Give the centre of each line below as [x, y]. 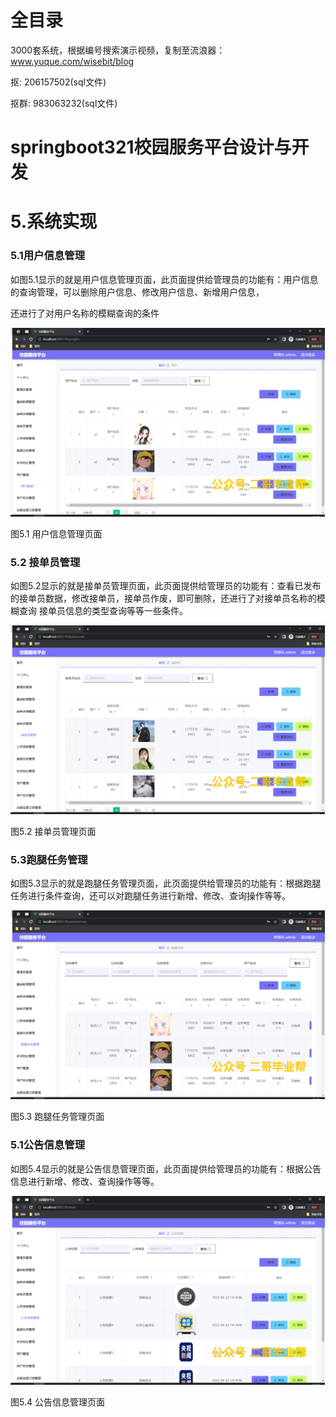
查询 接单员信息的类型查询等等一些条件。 [103, 610]
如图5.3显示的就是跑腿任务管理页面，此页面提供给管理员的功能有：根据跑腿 [166, 883]
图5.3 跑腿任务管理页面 [57, 1117]
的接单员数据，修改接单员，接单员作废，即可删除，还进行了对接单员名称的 [163, 598]
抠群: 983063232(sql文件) [64, 103]
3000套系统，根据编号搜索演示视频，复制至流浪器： [118, 50]
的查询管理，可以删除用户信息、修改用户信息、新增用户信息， [137, 292]
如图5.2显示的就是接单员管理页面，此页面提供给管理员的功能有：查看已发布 [166, 585]
